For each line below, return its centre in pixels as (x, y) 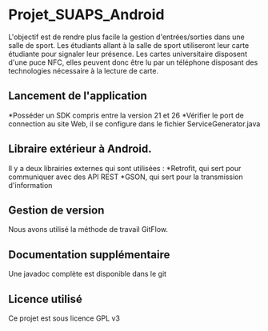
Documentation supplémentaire (89, 255)
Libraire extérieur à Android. (80, 149)
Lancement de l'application (78, 96)
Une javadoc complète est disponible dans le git (87, 274)
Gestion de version (56, 210)
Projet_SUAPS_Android (86, 15)
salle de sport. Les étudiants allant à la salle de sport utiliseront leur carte (129, 45)
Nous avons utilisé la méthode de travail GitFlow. (88, 229)
